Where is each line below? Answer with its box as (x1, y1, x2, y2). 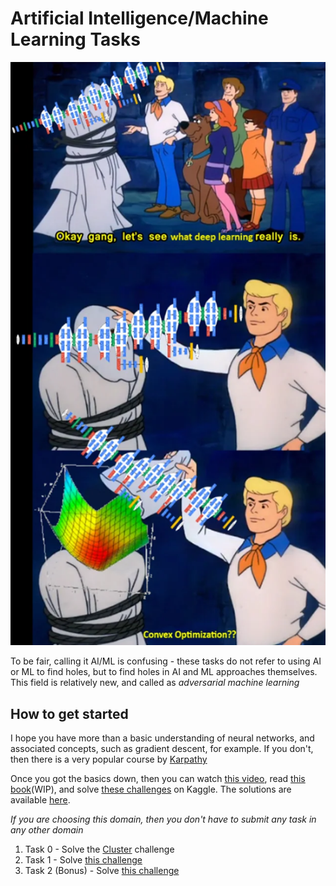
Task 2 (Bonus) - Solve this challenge (24, 865, 180, 877)
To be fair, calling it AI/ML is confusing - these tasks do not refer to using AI (10, 655, 322, 667)
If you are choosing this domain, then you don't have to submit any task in (10, 813, 317, 826)
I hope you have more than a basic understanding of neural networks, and (10, 732, 315, 744)
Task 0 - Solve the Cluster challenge (24, 843, 175, 856)
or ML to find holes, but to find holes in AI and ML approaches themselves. (10, 666, 318, 678)
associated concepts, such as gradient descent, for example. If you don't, (10, 743, 314, 755)
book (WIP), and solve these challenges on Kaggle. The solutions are (10, 783, 292, 796)
